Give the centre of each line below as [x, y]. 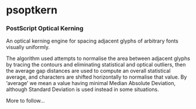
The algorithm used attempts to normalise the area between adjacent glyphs [98, 58]
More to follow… [25, 101]
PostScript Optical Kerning [45, 29]
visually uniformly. [28, 47]
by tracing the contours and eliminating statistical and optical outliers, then [96, 65]
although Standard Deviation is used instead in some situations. [82, 89]
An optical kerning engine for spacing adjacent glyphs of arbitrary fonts [92, 41]
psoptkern [32, 10]
